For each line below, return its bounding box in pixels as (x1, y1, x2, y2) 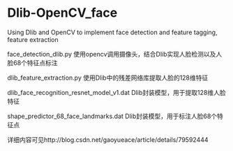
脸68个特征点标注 (7, 58, 58, 67)
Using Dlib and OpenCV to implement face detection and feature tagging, (7, 28, 218, 36)
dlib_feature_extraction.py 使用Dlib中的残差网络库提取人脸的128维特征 (7, 73, 209, 82)
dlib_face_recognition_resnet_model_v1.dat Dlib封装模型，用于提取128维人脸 (7, 88, 226, 96)
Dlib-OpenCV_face (7, 5, 118, 21)
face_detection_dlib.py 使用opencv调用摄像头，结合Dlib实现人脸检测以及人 (7, 50, 223, 58)
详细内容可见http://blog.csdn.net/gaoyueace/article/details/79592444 (7, 135, 209, 144)
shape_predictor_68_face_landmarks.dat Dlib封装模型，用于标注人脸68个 (7, 112, 218, 120)
